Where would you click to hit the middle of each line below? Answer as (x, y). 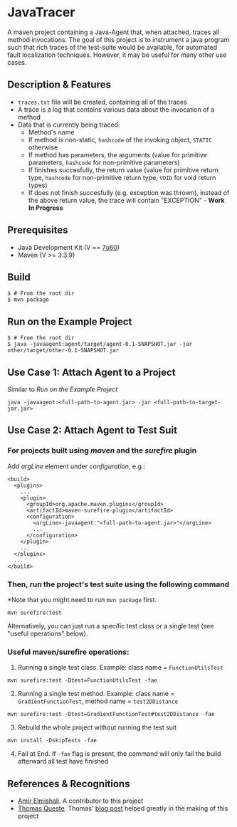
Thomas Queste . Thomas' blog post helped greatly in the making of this (123, 808)
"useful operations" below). (48, 633)
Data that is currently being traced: (69, 125)
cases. (17, 62)
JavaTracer (41, 12)
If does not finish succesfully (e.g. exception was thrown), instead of (129, 192)
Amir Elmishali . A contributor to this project (80, 801)
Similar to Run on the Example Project (63, 389)
